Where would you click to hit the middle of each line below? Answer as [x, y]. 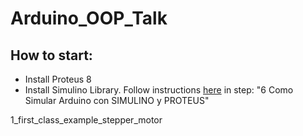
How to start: [51, 55]
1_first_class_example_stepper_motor [86, 120]
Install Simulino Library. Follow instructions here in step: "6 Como [159, 90]
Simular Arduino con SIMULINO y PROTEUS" [117, 100]
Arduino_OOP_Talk [89, 18]
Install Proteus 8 [58, 79]
